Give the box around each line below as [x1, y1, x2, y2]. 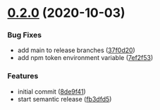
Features [7, 71, 39, 81]
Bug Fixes [7, 30, 42, 40]
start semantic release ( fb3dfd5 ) [17, 94, 112, 103]
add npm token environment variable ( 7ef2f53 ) [17, 54, 154, 62]
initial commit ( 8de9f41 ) [17, 87, 86, 96]
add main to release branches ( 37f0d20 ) [17, 46, 135, 54]
